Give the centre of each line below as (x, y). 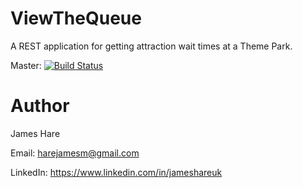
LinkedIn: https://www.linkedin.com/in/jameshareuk (116, 172)
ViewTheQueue (76, 18)
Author (40, 106)
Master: (26, 65)
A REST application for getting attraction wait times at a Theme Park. (151, 46)
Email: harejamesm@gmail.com (75, 153)
